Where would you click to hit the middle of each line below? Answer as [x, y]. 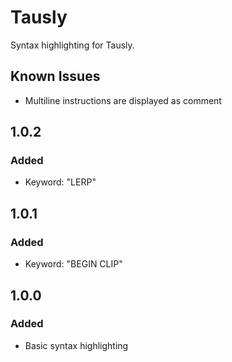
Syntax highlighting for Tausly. [72, 45]
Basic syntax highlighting [76, 345]
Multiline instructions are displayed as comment [123, 100]
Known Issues [55, 76]
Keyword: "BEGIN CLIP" [73, 264]
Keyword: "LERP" [60, 182]
